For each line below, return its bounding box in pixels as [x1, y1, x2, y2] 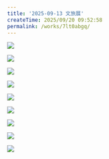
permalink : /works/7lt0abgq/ [7, 23, 90, 30]
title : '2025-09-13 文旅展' [7, 10, 84, 17]
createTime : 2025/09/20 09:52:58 [7, 17, 103, 23]
